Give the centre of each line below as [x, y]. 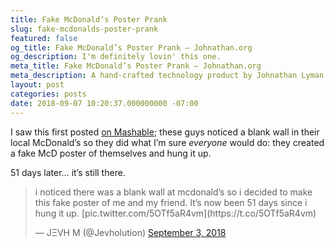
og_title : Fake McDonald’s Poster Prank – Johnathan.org [131, 47]
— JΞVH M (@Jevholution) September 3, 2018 [130, 232]
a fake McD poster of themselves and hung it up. [111, 153]
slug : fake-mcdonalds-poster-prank [84, 29]
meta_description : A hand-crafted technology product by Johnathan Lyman [167, 76]
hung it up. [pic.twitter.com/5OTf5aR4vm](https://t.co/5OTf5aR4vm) [175, 213]
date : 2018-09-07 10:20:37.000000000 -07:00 [104, 103]
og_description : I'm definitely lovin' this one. [116, 57]
